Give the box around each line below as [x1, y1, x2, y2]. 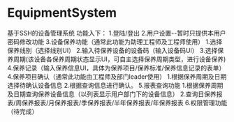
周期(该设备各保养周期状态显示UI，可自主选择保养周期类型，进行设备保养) [13, 54, 226, 63]
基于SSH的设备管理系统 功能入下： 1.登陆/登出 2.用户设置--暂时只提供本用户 [7, 29, 226, 37]
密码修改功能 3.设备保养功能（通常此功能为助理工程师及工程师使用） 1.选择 [7, 37, 222, 46]
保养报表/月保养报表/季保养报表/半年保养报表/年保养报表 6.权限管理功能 [22, 98, 228, 107]
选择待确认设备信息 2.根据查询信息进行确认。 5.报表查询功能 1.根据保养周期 [7, 81, 224, 89]
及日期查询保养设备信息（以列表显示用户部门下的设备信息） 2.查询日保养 [7, 89, 217, 98]
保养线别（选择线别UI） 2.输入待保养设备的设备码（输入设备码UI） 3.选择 [7, 46, 218, 54]
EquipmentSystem [7, 5, 117, 21]
